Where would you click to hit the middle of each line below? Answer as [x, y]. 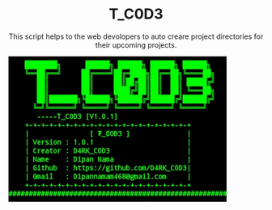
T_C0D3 [136, 14]
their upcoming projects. [136, 44]
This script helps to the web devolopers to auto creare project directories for [136, 36]
